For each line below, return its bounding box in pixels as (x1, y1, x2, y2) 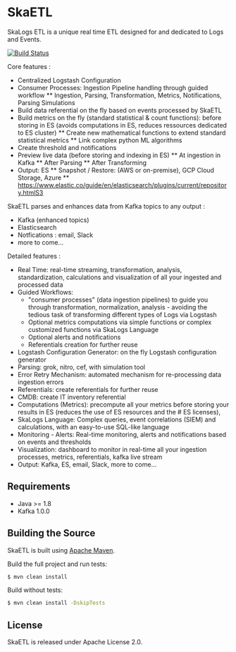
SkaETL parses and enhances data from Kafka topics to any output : (7, 202, 206, 210)
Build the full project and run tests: (7, 560, 108, 568)
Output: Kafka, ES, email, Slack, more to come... (17, 460, 157, 469)
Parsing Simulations (17, 98, 75, 106)
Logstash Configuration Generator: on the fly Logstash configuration (17, 347, 217, 356)
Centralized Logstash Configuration (17, 75, 121, 85)
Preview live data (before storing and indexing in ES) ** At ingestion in (17, 151, 221, 159)
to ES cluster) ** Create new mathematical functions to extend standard (17, 128, 226, 137)
